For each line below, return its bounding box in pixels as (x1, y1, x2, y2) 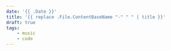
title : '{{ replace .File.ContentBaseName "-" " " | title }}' (6, 14, 166, 20)
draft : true (6, 19, 36, 25)
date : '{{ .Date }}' (6, 8, 58, 15)
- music (17, 30, 36, 36)
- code (17, 36, 33, 42)
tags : (6, 25, 20, 31)
